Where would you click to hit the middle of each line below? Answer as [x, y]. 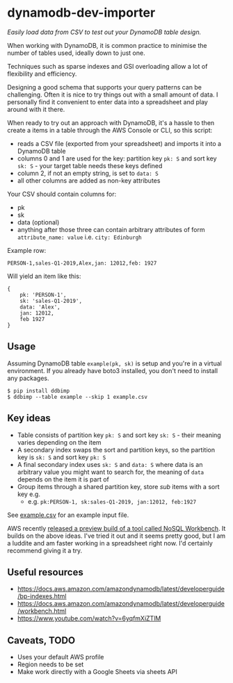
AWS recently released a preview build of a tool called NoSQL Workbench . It [116, 528]
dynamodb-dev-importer [81, 13]
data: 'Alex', [40, 307]
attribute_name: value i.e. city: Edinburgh [80, 237]
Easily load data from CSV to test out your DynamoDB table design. [104, 32]
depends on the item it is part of [63, 479]
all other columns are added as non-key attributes [89, 180]
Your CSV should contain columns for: [62, 194]
